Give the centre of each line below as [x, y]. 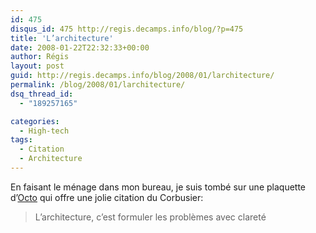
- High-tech [44, 131]
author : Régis [40, 57]
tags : [21, 140]
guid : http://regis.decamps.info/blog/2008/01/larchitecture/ [142, 76]
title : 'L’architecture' [62, 38]
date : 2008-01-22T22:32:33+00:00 [80, 47]
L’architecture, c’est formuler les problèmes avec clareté [150, 217]
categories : [35, 121]
